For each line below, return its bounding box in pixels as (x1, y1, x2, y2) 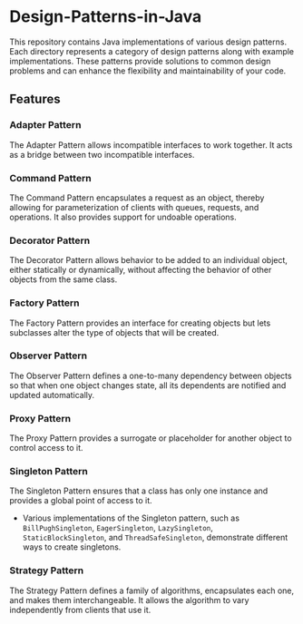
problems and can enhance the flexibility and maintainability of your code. (9, 65, 287, 76)
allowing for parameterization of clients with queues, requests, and (9, 201, 259, 212)
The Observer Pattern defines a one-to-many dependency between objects (9, 370, 292, 381)
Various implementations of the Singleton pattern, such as (22, 512, 240, 523)
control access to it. (9, 443, 83, 453)
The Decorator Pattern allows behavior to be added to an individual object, (9, 255, 288, 266)
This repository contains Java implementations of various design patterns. (9, 36, 288, 47)
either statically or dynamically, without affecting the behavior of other (9, 265, 272, 276)
